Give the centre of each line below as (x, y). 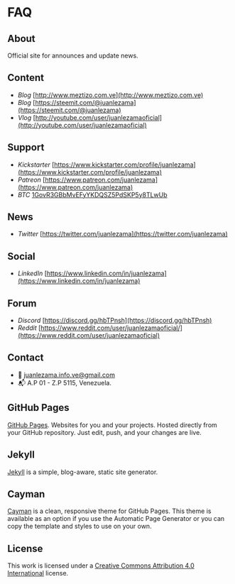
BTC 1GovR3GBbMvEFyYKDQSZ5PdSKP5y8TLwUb (93, 194)
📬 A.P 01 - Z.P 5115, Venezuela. (65, 382)
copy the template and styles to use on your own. (80, 527)
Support (26, 147)
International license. (38, 573)
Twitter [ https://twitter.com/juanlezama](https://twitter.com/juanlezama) (123, 234)
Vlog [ (26, 117)
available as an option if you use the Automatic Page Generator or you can (116, 519)
